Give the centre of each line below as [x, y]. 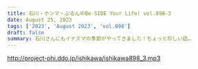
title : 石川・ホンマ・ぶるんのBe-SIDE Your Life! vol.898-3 [89, 13]
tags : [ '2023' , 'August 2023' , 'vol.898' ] [69, 26]
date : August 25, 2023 [40, 20]
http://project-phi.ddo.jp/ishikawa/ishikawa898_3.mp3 [84, 58]
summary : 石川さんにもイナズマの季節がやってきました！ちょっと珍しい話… [99, 39]
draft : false [26, 32]
